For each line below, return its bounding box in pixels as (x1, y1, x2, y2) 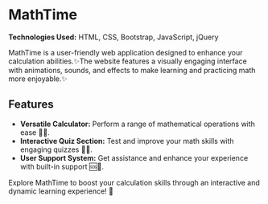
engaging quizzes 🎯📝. (19, 145, 93, 154)
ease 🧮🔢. (19, 127, 50, 137)
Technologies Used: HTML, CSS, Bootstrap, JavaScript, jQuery (8, 32, 219, 42)
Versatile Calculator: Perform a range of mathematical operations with (19, 119, 256, 129)
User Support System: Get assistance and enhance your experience (19, 153, 249, 162)
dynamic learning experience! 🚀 (8, 186, 114, 196)
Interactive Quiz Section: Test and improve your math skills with (19, 136, 235, 145)
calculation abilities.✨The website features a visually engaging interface (8, 56, 247, 66)
